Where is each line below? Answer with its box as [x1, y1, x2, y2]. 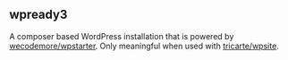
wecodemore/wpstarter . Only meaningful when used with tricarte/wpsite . [9, 40, 279, 51]
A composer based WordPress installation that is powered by [9, 30, 234, 41]
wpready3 [9, 7, 68, 22]
